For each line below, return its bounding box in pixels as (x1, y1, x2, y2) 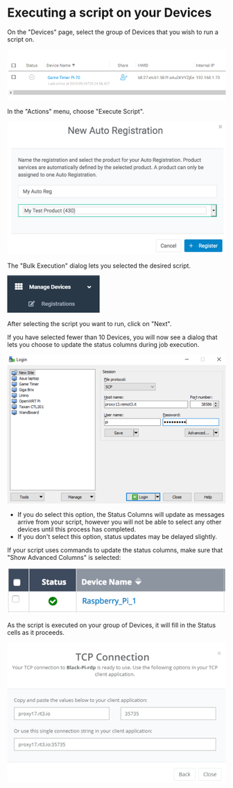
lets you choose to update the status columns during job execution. (7, 341, 200, 349)
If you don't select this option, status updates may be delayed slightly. (17, 532, 217, 540)
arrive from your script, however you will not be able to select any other (17, 517, 222, 526)
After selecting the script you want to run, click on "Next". (7, 320, 172, 328)
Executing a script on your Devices (7, 5, 212, 21)
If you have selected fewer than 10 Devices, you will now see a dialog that (7, 333, 218, 341)
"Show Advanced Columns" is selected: (7, 553, 121, 561)
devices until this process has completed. (17, 525, 137, 533)
